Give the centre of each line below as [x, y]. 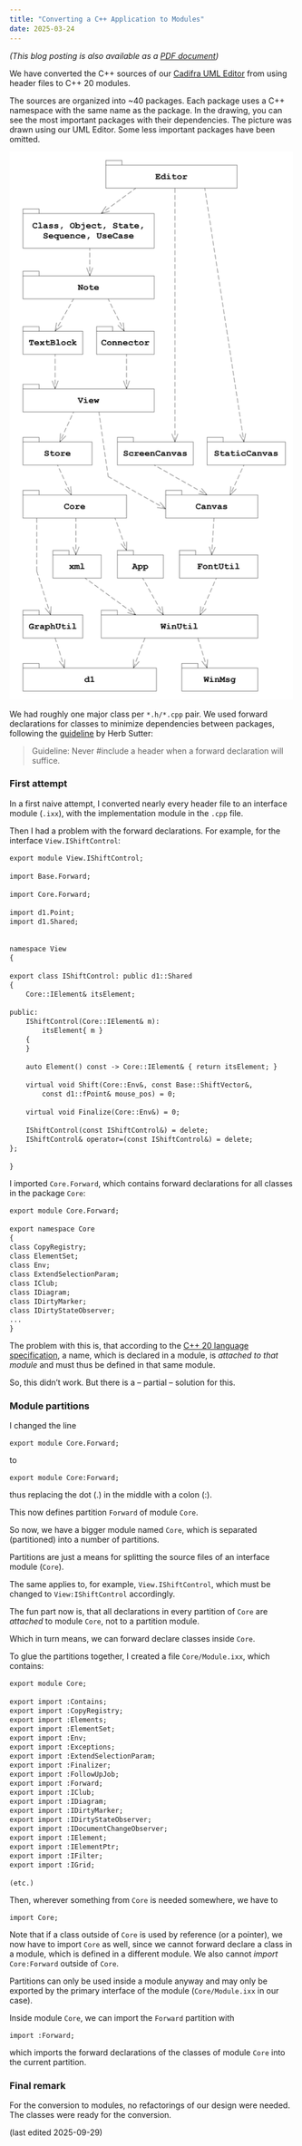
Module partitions [50, 1406]
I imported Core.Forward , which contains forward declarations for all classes [151, 1183]
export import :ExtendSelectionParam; [83, 1756]
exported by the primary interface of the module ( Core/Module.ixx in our [144, 1991]
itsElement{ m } [73, 1030]
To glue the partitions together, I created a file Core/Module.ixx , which [140, 1656]
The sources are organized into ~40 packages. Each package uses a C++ [147, 101]
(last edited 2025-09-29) [56, 2132]
